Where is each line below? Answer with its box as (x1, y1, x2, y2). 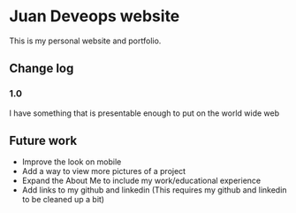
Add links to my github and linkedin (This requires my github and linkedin (21, 185, 287, 195)
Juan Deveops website (9, 6, 180, 27)
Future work (9, 133, 78, 148)
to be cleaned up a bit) (21, 194, 104, 205)
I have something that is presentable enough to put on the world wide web (9, 108, 280, 118)
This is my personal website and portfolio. (9, 35, 162, 46)
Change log (9, 61, 74, 76)
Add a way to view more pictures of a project (21, 166, 186, 177)
